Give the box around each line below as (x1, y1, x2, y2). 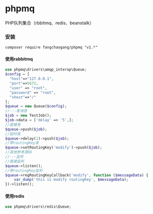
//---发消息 (5, 108, 28, 113)
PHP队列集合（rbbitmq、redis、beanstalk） (5, 20, 94, 26)
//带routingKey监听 (5, 168, 43, 173)
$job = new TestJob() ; (5, 113, 52, 118)
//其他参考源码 (5, 150, 32, 155)
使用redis (5, 193, 25, 199)
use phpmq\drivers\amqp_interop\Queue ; (5, 67, 87, 72)
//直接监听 (5, 159, 25, 164)
